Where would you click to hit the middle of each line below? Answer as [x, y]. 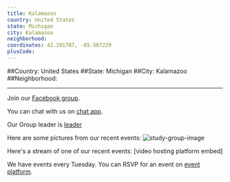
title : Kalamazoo [32, 13]
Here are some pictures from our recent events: [74, 138]
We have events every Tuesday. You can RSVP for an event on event [104, 164]
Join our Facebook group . [43, 98]
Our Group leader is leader [44, 125]
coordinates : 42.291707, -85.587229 [59, 45]
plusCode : [21, 52]
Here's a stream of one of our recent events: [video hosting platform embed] [115, 151]
